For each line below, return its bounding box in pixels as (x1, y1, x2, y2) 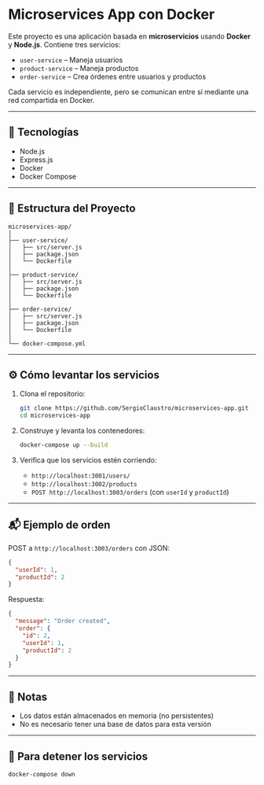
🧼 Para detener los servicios (8, 750, 148, 763)
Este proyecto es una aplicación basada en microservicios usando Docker (8, 31, 251, 41)
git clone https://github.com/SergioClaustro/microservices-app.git (19, 404, 249, 412)
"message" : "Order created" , (15, 617, 111, 625)
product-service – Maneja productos (19, 63, 139, 72)
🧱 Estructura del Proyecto (8, 202, 136, 216)
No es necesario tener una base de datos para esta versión (19, 720, 212, 729)
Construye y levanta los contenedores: (19, 426, 145, 436)
